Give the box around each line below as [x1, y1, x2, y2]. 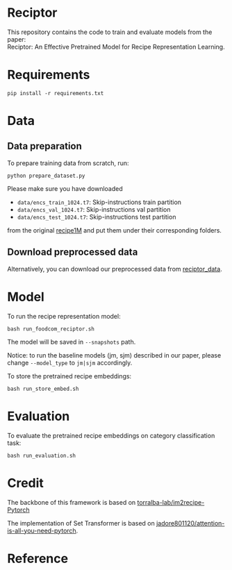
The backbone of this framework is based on [7, 498, 136, 506]
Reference [7, 551, 68, 567]
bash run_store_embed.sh [7, 385, 79, 392]
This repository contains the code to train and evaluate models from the [7, 28, 213, 36]
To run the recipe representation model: [7, 312, 121, 320]
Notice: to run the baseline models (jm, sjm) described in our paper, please [7, 351, 222, 359]
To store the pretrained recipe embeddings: [7, 371, 132, 380]
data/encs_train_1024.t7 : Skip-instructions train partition [17, 198, 182, 206]
